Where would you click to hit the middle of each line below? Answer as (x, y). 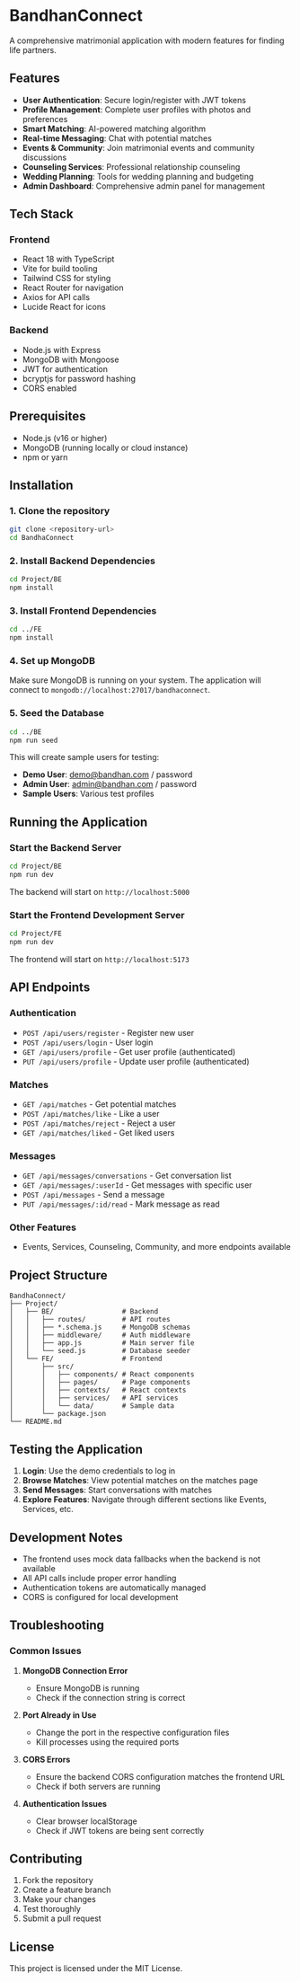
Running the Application (79, 822)
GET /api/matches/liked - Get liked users (98, 1132)
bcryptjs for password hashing (79, 378)
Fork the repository (58, 1880)
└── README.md (36, 1422)
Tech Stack (41, 214)
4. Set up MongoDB (53, 661)
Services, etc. (48, 1509)
